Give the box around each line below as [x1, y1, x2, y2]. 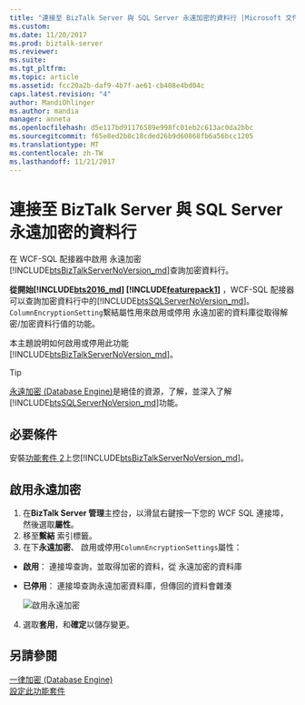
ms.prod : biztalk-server [9, 38, 103, 48]
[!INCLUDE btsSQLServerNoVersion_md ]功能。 [9, 398, 183, 408]
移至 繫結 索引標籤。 [22, 530, 97, 541]
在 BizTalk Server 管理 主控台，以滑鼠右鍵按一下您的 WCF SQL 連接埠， [22, 508, 289, 519]
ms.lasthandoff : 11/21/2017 [9, 156, 116, 166]
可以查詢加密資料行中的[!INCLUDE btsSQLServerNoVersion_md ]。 [9, 296, 255, 307]
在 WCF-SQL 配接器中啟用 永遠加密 [9, 254, 143, 265]
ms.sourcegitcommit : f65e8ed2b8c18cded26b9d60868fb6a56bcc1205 [9, 132, 254, 141]
